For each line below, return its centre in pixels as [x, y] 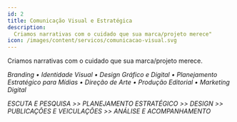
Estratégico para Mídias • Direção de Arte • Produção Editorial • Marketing [119, 82]
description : [27, 27]
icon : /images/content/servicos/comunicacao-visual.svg [92, 41]
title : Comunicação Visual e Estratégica [70, 21]
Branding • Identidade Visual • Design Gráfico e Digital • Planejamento [112, 75]
